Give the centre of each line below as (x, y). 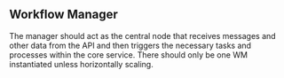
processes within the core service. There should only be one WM (129, 55)
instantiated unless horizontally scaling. (81, 64)
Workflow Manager (63, 15)
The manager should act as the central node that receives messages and (143, 35)
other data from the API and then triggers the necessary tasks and (130, 45)
